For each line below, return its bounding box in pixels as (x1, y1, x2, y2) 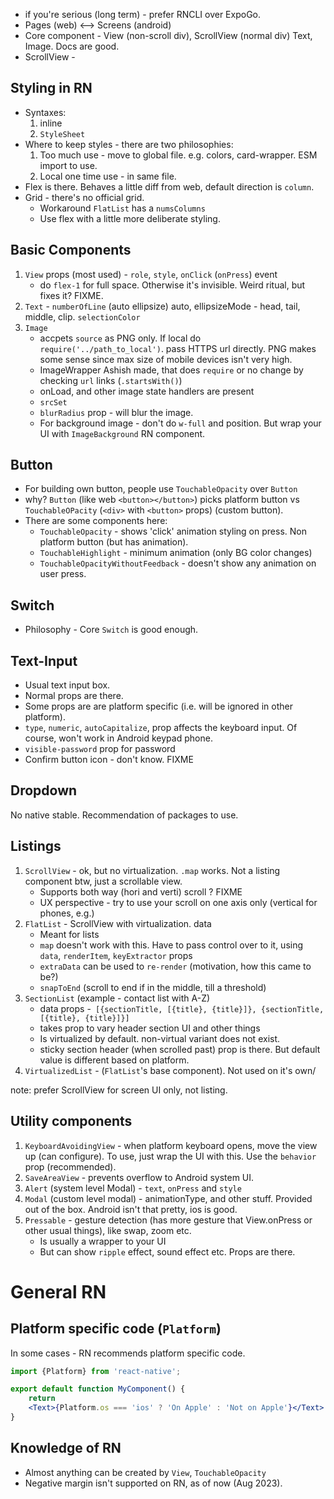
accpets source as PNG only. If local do (39, 332, 202, 344)
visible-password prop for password (24, 743, 176, 755)
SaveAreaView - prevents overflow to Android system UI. (24, 1171, 255, 1183)
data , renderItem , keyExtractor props (39, 949, 193, 961)
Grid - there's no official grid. (24, 191, 145, 203)
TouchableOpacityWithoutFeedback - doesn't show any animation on (39, 557, 317, 569)
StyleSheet (39, 129, 86, 139)
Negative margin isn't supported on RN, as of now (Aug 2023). (24, 1477, 283, 1489)
